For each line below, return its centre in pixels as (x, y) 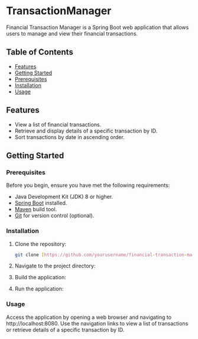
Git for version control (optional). (54, 216)
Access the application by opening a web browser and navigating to (89, 317)
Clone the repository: (40, 244)
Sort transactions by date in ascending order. (70, 137)
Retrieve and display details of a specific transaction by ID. (86, 131)
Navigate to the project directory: (55, 266)
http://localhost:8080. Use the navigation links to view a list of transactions (97, 323)
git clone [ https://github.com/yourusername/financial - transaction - (101, 255)
